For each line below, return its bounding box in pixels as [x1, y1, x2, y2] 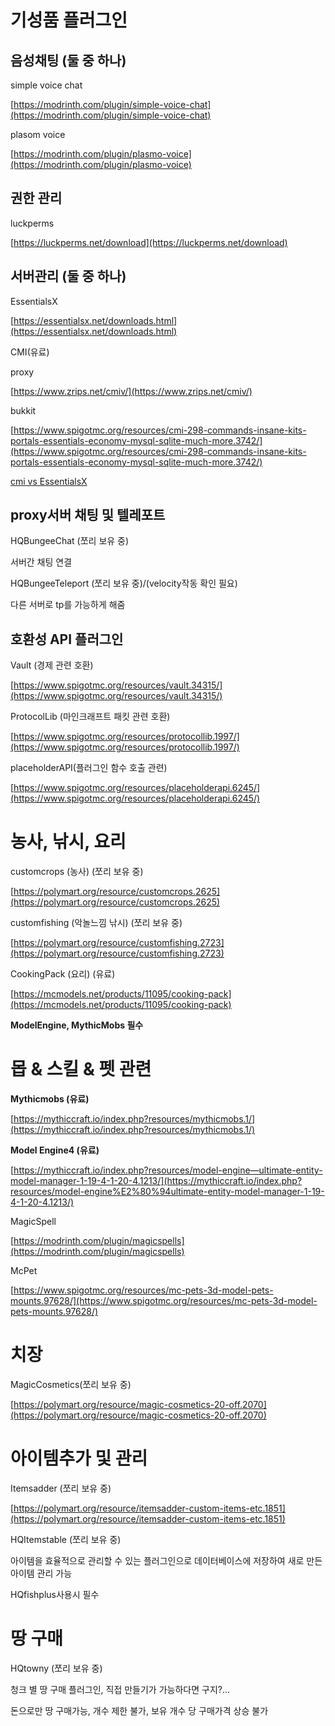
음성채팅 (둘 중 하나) [10, 52, 127, 69]
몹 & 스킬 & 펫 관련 [10, 1058, 152, 1081]
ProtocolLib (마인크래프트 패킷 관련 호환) [10, 711, 171, 723]
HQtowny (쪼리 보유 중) [10, 1662, 103, 1674]
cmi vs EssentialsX [10, 475, 88, 487]
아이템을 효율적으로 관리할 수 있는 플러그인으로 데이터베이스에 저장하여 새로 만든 [10, 1555, 323, 1566]
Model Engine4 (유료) [10, 1144, 100, 1156]
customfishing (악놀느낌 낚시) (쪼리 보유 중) [10, 917, 183, 929]
